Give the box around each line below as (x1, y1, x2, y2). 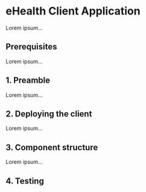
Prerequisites (5, 42, 57, 52)
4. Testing (5, 176, 45, 186)
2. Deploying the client (5, 109, 92, 119)
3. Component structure (5, 142, 98, 152)
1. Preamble (5, 75, 51, 86)
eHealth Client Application (5, 4, 141, 18)
